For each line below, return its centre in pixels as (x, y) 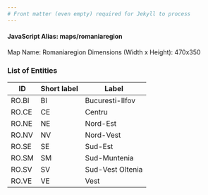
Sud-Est (99, 147)
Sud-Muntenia (109, 158)
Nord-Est (101, 124)
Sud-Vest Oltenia (114, 170)
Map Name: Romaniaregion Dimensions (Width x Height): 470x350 (104, 52)
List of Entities (32, 70)
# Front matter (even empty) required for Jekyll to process (99, 14)
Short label (60, 89)
